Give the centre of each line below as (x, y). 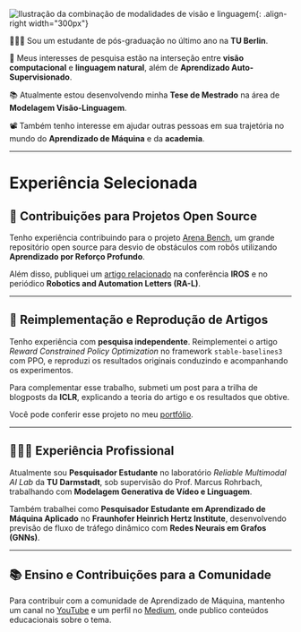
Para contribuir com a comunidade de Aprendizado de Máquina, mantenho (147, 601)
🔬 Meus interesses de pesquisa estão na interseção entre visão (127, 58)
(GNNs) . (25, 537)
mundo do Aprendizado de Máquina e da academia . (107, 138)
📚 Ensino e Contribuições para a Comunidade (140, 575)
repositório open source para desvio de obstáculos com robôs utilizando (143, 247)
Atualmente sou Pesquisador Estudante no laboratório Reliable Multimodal (148, 472)
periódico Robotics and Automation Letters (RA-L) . (105, 283)
